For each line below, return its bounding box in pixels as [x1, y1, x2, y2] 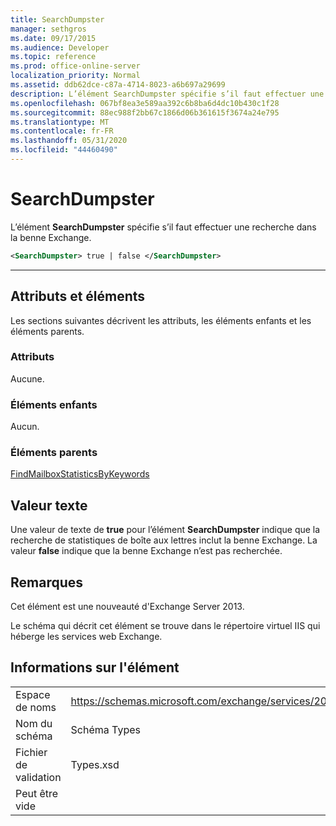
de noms [15, 700, 57, 714]
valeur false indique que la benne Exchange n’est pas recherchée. [10, 545, 283, 557]
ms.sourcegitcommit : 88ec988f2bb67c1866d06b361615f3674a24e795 [10, 107, 280, 118]
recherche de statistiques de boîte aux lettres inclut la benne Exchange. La [10, 534, 318, 546]
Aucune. [10, 372, 45, 385]
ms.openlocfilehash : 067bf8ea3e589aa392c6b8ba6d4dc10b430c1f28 [10, 98, 280, 108]
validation [15, 770, 62, 784]
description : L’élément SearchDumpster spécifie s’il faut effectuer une [10, 89, 325, 99]
